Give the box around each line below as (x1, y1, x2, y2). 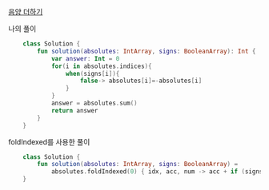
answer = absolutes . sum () (50, 99, 138, 107)
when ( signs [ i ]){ (65, 69, 120, 77)
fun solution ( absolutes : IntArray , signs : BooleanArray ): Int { (37, 47, 256, 55)
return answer (50, 106, 98, 114)
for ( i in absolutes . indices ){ (50, 62, 152, 70)
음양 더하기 (8, 7, 43, 16)
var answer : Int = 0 (50, 54, 120, 62)
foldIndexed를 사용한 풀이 (8, 137, 90, 146)
